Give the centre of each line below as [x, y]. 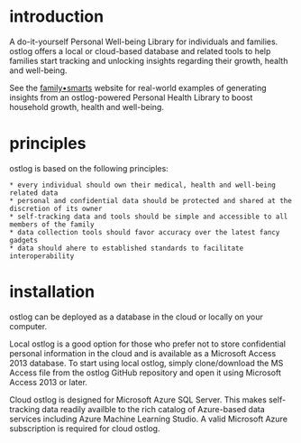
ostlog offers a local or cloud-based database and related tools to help [140, 51]
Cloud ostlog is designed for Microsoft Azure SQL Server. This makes [138, 400]
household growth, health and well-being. [87, 106]
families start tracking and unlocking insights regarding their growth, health [149, 60]
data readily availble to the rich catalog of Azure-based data [154, 409]
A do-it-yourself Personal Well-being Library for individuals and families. [144, 42]
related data [34, 193]
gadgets [24, 240]
